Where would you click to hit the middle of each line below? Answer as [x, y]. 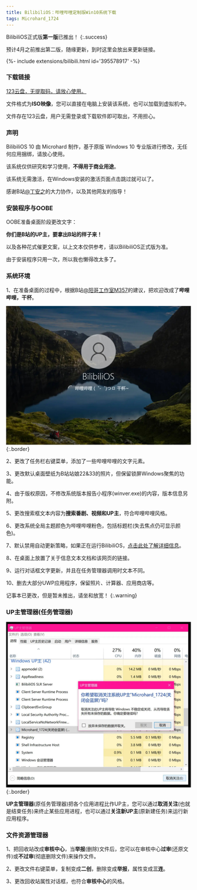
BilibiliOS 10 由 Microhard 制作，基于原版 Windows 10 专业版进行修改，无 [94, 147]
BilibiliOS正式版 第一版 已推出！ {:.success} [57, 37]
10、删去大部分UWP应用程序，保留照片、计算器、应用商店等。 [81, 583]
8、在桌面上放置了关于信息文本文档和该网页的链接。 [69, 558]
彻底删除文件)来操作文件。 [67, 857]
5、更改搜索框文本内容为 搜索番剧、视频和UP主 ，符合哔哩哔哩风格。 [88, 513]
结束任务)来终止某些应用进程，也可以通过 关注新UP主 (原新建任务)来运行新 [100, 811]
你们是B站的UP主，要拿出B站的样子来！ [54, 234]
